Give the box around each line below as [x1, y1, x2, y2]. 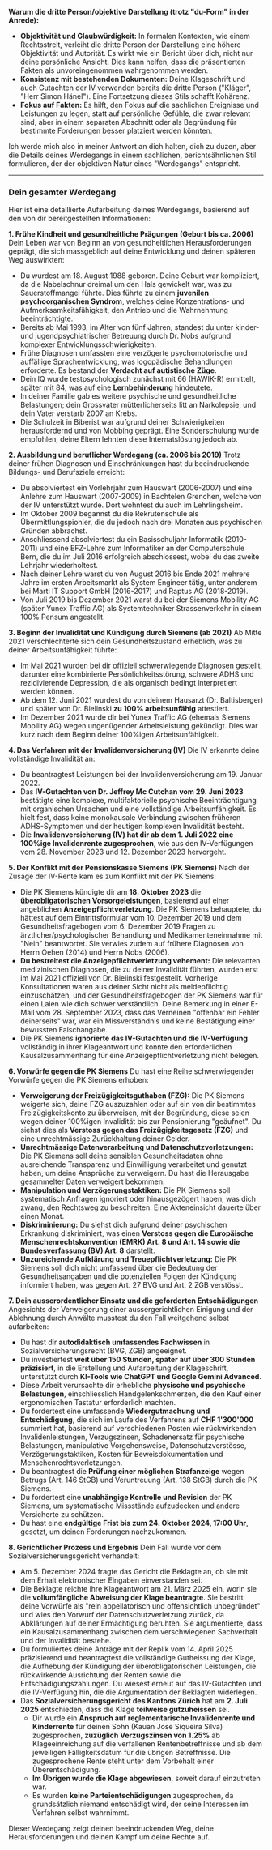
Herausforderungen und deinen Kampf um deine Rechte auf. [8, 1832, 210, 1842]
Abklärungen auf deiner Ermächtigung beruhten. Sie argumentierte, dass [19, 1618, 263, 1628]
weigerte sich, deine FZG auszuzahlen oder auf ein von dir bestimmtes [19, 1100, 257, 1109]
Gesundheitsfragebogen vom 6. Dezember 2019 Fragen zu [19, 921, 216, 931]
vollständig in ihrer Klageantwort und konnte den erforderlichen [19, 1042, 232, 1052]
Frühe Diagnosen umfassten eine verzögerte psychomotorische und [19, 348, 248, 358]
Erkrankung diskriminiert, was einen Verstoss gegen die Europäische [19, 1228, 253, 1238]
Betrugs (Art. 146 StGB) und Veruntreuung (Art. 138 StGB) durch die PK [19, 1475, 257, 1485]
